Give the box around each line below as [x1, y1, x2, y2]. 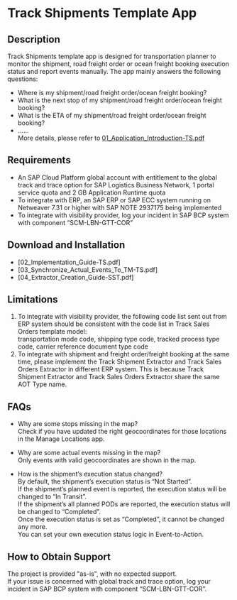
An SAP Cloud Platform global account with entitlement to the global [17, 173, 218, 182]
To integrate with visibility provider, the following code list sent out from [17, 312, 227, 321]
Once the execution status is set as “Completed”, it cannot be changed [17, 515, 225, 523]
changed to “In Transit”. [17, 492, 87, 501]
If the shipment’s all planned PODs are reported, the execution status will [17, 500, 231, 508]
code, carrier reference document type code [17, 342, 149, 351]
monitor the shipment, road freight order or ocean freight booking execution [7, 60, 229, 68]
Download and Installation [7, 239, 126, 251]
